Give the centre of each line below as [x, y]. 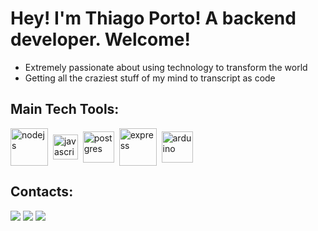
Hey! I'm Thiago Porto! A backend [153, 18]
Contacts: [42, 192]
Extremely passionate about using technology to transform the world [166, 67]
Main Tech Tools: [65, 109]
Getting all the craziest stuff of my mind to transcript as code [150, 78]
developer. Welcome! [100, 39]
